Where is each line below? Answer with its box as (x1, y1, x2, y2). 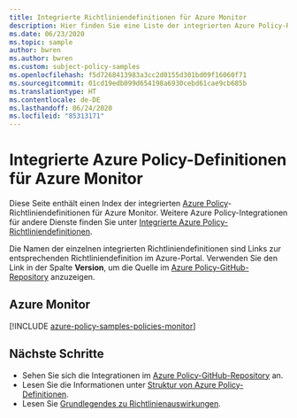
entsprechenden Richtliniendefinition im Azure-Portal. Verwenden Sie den (9, 253, 278, 264)
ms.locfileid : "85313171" (9, 112, 104, 120)
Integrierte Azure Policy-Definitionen (9, 150, 287, 170)
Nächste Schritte (9, 346, 104, 361)
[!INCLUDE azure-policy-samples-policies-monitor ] (9, 321, 196, 331)
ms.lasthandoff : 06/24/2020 (9, 104, 113, 112)
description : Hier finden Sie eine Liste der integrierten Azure (9, 21, 255, 30)
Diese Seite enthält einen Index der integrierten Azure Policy (9, 198, 228, 209)
